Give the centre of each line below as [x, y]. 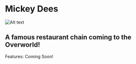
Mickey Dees [32, 9]
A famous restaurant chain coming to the [68, 37]
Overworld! [23, 45]
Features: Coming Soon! [29, 56]
